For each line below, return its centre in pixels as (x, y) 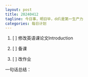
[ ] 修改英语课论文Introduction (43, 38)
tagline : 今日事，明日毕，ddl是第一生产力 (44, 19)
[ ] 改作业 (22, 59)
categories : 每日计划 (26, 23)
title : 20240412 (22, 14)
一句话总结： (18, 70)
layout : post (19, 10)
